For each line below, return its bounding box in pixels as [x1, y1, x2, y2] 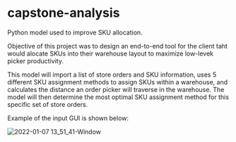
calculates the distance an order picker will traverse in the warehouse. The [7, 85, 225, 93]
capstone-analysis [7, 5, 120, 21]
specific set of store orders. [7, 100, 88, 108]
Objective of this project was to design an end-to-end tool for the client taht [7, 41, 228, 50]
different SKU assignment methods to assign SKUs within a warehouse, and [7, 77, 228, 86]
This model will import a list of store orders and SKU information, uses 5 [7, 70, 217, 79]
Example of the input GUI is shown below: [7, 114, 129, 122]
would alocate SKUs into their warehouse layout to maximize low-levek [7, 49, 214, 58]
